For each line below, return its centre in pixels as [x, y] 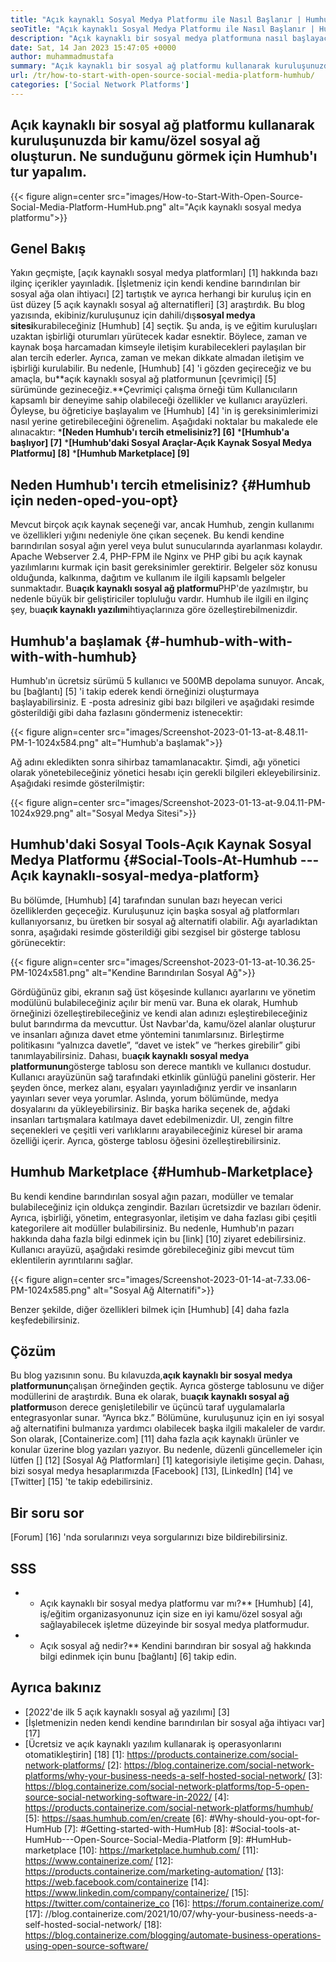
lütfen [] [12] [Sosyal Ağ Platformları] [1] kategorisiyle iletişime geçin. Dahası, [167, 1460]
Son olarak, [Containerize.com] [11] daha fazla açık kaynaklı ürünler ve [155, 1439]
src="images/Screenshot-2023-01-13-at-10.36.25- [211, 962]
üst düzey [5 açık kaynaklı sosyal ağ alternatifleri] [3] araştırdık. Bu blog [158, 305]
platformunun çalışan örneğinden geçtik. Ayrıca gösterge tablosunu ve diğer [167, 1386]
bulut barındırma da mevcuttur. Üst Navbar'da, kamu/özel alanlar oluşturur [163, 1023]
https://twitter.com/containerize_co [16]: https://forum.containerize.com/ [174, 1903]
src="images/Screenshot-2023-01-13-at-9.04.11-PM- [216, 802]
